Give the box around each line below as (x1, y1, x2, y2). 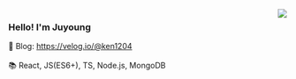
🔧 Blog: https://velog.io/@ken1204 (8, 41, 133, 52)
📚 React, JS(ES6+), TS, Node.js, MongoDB (8, 61, 166, 71)
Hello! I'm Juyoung (8, 21, 92, 33)
